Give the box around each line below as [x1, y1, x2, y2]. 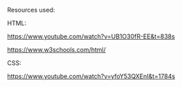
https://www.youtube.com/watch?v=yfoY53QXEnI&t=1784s [7, 72, 175, 80]
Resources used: [7, 6, 55, 14]
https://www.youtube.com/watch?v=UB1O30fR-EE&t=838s [7, 32, 175, 40]
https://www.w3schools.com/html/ [7, 46, 106, 53]
